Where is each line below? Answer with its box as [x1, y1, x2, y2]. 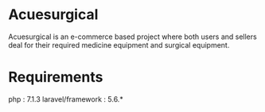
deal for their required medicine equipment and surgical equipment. [8, 40, 230, 49]
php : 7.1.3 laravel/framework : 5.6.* [8, 94, 123, 104]
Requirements [8, 68, 103, 87]
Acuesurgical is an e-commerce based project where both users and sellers [8, 32, 257, 41]
